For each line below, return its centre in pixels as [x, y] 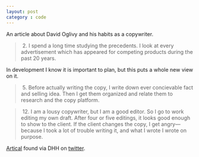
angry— [171, 124]
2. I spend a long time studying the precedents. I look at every [98, 46]
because [31, 130]
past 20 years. [38, 58]
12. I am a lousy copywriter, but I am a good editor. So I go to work [103, 111]
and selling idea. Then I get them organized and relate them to [97, 94]
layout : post [22, 12]
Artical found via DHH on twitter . [46, 148]
